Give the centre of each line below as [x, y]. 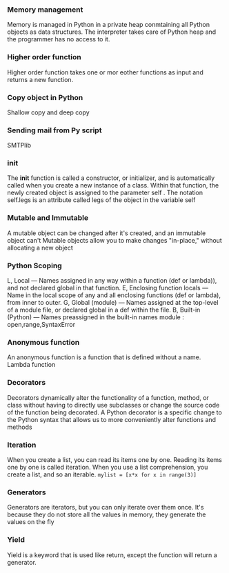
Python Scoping [34, 265]
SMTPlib [19, 145]
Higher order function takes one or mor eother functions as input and [105, 72]
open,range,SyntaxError [41, 325]
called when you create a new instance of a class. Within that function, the [113, 185]
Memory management [45, 10]
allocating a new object [40, 248]
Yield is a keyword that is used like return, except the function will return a [112, 555]
